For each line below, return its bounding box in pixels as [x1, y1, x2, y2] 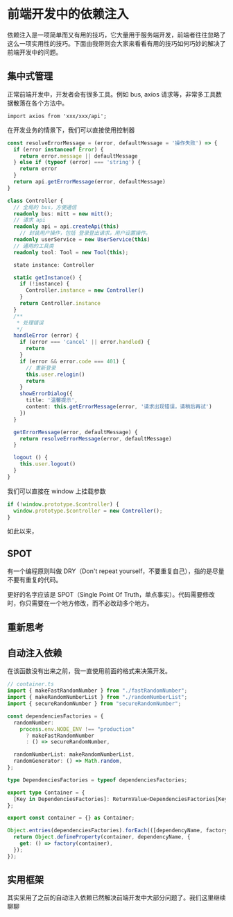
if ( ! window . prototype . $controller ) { [7, 501, 119, 508]
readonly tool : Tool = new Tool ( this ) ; [13, 249, 129, 256]
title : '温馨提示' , [25, 397, 78, 404]
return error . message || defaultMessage [19, 152, 138, 160]
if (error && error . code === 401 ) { [19, 358, 126, 365]
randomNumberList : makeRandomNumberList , [13, 751, 135, 758]
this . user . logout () [19, 461, 76, 468]
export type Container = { [7, 789, 85, 796]
